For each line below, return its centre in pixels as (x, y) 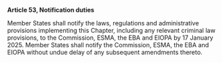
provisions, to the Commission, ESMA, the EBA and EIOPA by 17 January (110, 38)
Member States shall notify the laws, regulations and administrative (103, 23)
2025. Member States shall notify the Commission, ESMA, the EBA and (108, 45)
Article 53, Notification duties (51, 10)
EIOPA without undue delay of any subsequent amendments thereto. (105, 52)
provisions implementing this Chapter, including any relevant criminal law (111, 30)
